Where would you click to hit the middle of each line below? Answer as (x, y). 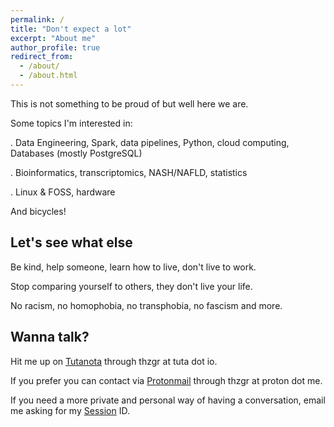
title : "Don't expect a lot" (71, 29)
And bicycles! (38, 211)
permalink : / (37, 19)
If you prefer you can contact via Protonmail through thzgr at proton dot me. (166, 380)
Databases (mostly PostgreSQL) (76, 153)
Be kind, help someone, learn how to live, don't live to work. (133, 267)
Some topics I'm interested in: (71, 123)
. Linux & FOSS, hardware (63, 192)
